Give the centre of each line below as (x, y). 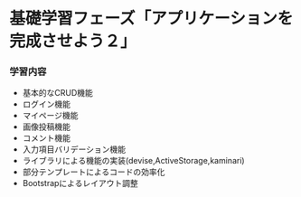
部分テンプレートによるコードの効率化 (94, 172)
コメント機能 (46, 138)
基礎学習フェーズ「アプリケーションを (151, 19)
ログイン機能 (46, 104)
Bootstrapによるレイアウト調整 (80, 183)
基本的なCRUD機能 (57, 93)
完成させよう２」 (73, 41)
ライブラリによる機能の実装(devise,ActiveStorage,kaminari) (134, 161)
